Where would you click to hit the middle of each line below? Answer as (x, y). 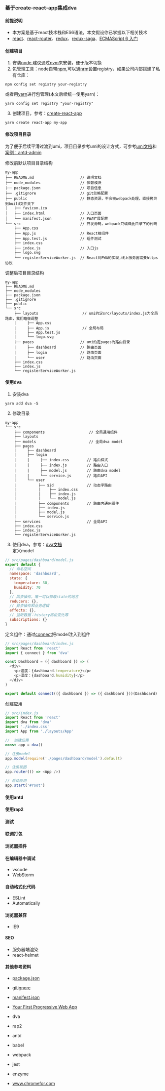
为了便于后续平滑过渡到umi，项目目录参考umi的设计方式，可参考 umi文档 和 (81, 146)
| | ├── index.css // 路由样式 (61, 460)
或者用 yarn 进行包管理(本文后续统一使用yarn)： (52, 94)
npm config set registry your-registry (46, 84)
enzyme (20, 1074)
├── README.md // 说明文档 (53, 177)
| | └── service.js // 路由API (61, 476)
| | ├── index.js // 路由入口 (61, 465)
